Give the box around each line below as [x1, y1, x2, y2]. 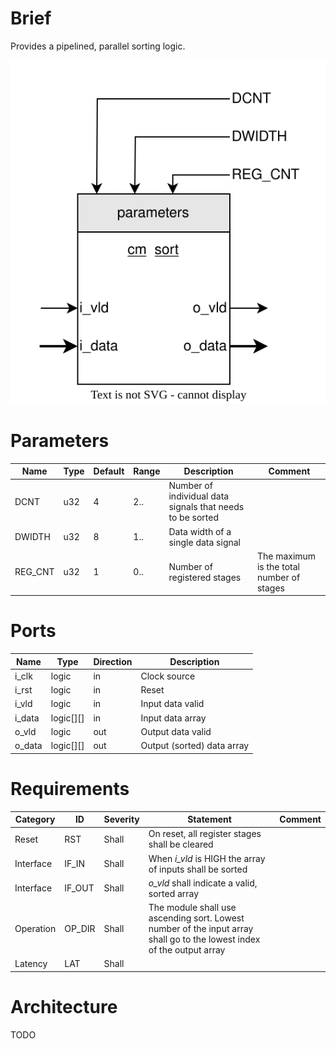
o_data [14, 740, 43, 752]
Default [93, 465, 125, 477]
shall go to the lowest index [148, 933, 261, 946]
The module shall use [148, 902, 237, 914]
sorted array [148, 887, 200, 899]
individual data [168, 490, 230, 502]
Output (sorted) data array [140, 740, 250, 752]
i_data [14, 712, 40, 724]
